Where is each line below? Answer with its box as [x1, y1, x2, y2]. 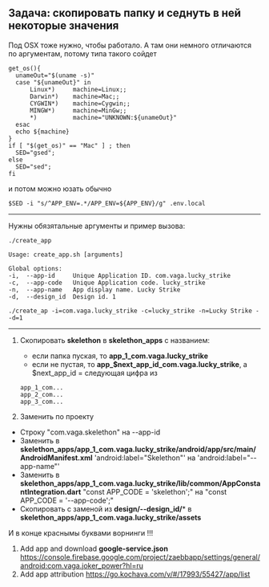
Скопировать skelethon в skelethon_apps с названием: [19, 335, 211, 344]
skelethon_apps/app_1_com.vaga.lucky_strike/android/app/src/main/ [19, 444, 256, 454]
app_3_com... [19, 397, 64, 406]
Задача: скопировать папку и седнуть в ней [8, 6, 242, 20]
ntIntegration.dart [19, 487, 82, 496]
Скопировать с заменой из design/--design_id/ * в [19, 503, 192, 513]
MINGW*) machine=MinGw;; [29, 106, 127, 115]
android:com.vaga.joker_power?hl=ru [19, 561, 144, 570]
